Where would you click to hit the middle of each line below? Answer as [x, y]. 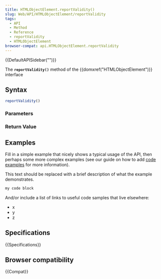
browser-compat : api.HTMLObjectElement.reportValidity [62, 46]
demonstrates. [20, 179]
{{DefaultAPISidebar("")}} [31, 60]
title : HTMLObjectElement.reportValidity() [50, 10]
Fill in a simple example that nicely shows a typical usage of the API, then [79, 154]
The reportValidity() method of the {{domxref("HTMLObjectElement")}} [79, 69]
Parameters [19, 114]
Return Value [21, 127]
